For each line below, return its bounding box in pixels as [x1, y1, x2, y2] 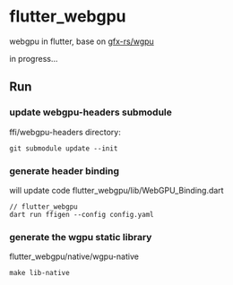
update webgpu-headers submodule [9, 106, 173, 118]
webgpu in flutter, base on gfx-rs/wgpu [9, 36, 154, 47]
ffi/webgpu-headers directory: [9, 126, 121, 137]
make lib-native [9, 269, 70, 278]
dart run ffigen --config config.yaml [9, 210, 154, 219]
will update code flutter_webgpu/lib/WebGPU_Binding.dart [9, 185, 224, 195]
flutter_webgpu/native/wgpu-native [9, 251, 139, 262]
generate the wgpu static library [9, 230, 152, 243]
